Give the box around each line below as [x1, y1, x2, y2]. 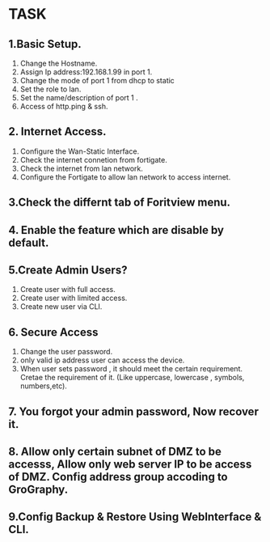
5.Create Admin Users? [8, 263, 128, 277]
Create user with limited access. [19, 293, 128, 303]
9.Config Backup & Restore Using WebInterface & [8, 510, 262, 524]
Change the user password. [19, 347, 113, 357]
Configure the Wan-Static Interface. [19, 146, 140, 156]
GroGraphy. [8, 483, 69, 496]
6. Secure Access [8, 325, 99, 339]
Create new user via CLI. [19, 302, 103, 311]
